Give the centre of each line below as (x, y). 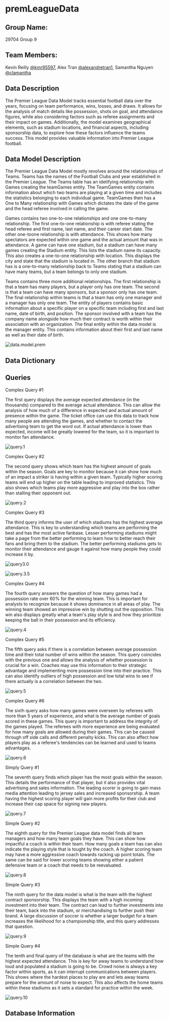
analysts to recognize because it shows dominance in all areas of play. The (83, 604)
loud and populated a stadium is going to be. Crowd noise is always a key (81, 966)
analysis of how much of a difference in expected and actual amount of (79, 410)
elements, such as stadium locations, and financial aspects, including (77, 127)
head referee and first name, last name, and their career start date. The (79, 229)
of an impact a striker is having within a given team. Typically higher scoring (84, 477)
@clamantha (18, 72)
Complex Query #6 (25, 701)
